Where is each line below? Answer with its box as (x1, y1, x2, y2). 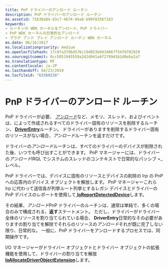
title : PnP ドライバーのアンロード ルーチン (5, 7, 88, 13)
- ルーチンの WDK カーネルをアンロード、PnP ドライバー (5, 26, 108, 31)
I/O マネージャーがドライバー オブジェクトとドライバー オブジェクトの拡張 (5, 244, 159, 250)
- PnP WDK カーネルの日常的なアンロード (5, 31, 80, 36)
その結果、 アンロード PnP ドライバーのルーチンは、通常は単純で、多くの (5, 202, 155, 208)
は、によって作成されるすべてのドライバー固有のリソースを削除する (5, 120, 145, 126)
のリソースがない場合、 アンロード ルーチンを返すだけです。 (5, 132, 128, 138)
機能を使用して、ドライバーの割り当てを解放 (5, 250, 97, 256)
